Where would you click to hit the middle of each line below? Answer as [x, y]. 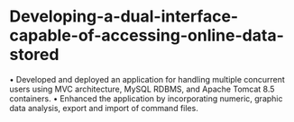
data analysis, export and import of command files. [104, 108]
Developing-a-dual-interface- [124, 17]
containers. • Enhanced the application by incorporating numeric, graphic [146, 98]
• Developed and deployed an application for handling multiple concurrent [147, 79]
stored [34, 55]
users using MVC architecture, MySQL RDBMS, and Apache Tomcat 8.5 [142, 89]
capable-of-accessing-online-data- [147, 35]
